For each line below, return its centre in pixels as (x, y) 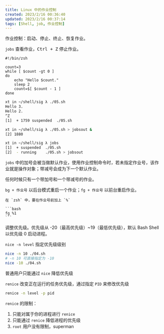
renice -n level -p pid (30, 293)
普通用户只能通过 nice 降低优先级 (39, 273)
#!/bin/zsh (16, 58)
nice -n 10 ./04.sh (25, 254)
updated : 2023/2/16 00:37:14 (35, 19)
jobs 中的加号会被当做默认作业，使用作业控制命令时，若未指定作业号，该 (80, 163)
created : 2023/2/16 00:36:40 (35, 14)
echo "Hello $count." (36, 80)
